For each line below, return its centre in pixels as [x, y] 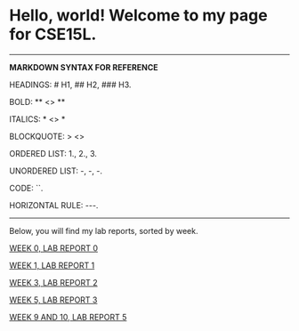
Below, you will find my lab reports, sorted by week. [104, 230]
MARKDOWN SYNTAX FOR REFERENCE [84, 67]
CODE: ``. [26, 188]
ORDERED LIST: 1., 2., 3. [53, 153]
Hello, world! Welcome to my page [139, 16]
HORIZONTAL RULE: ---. [54, 205]
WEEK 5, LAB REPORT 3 [53, 300]
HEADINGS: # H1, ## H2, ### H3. [70, 85]
